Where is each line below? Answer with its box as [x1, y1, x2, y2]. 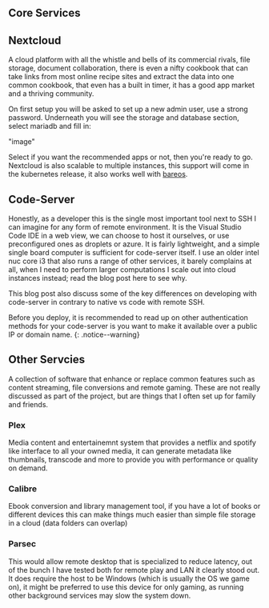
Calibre [8, 483, 38, 494]
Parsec [8, 538, 37, 550]
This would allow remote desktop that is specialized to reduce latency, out [8, 556, 253, 566]
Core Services [8, 6, 81, 20]
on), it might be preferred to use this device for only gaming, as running [8, 582, 244, 591]
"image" [8, 137, 36, 146]
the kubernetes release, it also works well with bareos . [8, 170, 188, 179]
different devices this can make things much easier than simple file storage [8, 510, 256, 519]
